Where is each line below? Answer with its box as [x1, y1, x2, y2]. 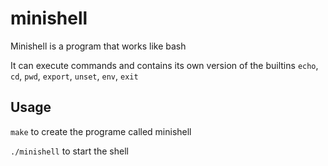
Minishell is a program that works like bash [10, 40, 187, 52]
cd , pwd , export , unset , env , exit [10, 70, 139, 82]
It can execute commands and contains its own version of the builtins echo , [10, 59, 319, 71]
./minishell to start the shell [10, 145, 129, 157]
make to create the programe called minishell [10, 125, 192, 137]
